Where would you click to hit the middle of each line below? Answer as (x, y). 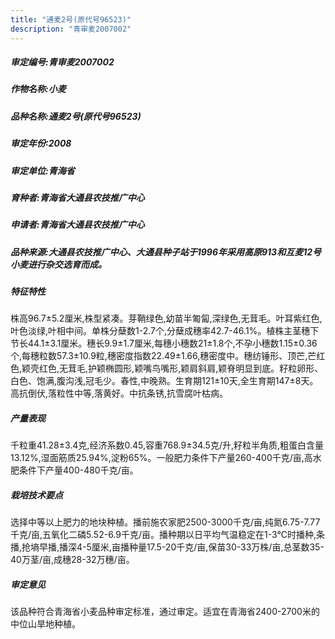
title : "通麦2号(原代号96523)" (71, 19)
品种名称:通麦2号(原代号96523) (76, 116)
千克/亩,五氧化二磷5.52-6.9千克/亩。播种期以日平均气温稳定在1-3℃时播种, (163, 535)
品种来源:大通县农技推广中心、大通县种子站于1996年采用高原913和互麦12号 (166, 252)
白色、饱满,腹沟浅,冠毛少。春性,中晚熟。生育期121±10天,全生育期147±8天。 (164, 381)
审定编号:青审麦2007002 (62, 62)
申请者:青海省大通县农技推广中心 (77, 225)
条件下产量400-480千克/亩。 (78, 470)
